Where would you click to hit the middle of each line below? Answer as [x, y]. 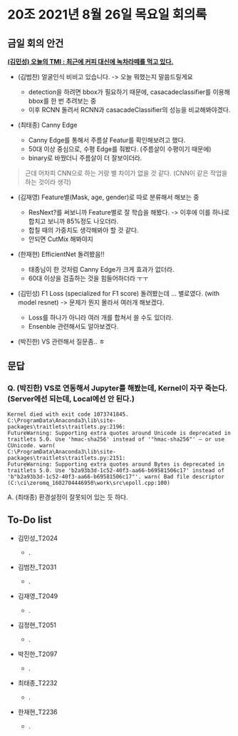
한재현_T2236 [38, 712]
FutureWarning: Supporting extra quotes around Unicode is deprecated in [119, 433]
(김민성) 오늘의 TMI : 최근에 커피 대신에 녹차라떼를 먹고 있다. [90, 62]
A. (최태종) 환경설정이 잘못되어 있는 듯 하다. [68, 497]
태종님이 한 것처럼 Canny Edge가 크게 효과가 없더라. [101, 269]
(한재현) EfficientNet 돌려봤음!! [61, 254]
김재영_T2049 [38, 596]
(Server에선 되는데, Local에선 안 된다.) [71, 399]
